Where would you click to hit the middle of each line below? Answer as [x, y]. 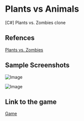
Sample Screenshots [37, 65]
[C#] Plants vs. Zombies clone [35, 23]
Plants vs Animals [42, 9]
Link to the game [31, 102]
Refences [20, 38]
